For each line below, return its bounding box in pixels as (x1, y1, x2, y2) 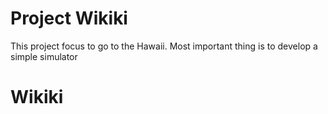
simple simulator (10, 50, 78, 62)
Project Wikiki (10, 7, 128, 30)
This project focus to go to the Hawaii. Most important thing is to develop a (10, 40, 318, 52)
